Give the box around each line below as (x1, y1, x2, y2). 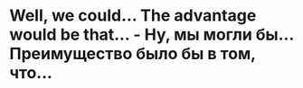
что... (9, 63, 52, 84)
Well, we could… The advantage (9, 5, 257, 26)
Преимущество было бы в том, (9, 44, 256, 64)
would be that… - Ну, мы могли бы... (9, 24, 294, 45)
